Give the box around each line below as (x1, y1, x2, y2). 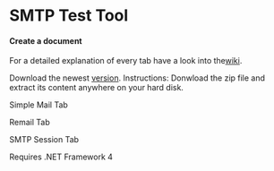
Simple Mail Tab (9, 99, 69, 110)
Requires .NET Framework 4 (9, 151, 114, 162)
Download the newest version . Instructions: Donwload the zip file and (9, 73, 266, 83)
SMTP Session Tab (9, 134, 79, 145)
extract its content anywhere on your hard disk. (9, 82, 184, 93)
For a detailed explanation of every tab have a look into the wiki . (9, 56, 243, 66)
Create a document (9, 35, 82, 46)
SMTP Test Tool (9, 5, 129, 26)
